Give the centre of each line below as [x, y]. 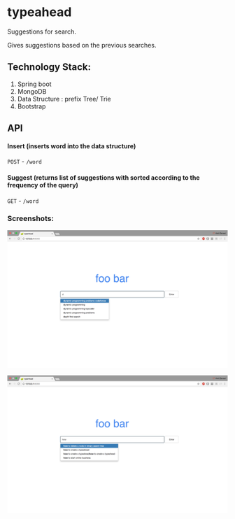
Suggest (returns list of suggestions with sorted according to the [104, 177]
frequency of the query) [43, 185]
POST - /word [24, 162]
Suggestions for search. [42, 31]
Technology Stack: [49, 67]
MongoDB [32, 91]
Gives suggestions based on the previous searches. [82, 45]
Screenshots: [31, 219]
